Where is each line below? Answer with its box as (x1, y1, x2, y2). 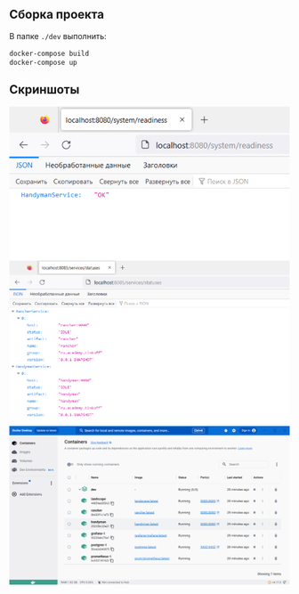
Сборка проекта (9, 7, 105, 22)
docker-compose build (9, 49, 90, 58)
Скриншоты (9, 82, 80, 97)
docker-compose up (9, 58, 77, 67)
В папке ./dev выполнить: (9, 30, 107, 41)
